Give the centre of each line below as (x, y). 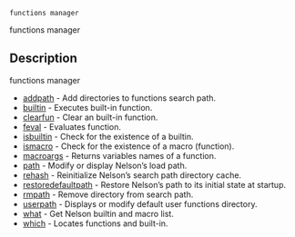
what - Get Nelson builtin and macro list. (98, 213)
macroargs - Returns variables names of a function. (119, 155)
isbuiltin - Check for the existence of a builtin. (108, 136)
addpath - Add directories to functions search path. (119, 98)
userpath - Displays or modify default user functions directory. (140, 203)
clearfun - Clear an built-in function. (90, 117)
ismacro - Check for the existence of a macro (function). (128, 146)
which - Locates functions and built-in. (95, 223)
